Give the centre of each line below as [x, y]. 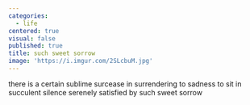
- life [27, 23]
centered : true [34, 31]
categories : [28, 16]
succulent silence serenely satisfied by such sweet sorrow [106, 92]
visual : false [32, 38]
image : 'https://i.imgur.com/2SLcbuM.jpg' [81, 61]
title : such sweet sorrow [52, 53]
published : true [35, 46]
